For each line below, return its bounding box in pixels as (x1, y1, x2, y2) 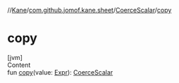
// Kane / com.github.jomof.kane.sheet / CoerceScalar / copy (7, 6, 172, 14)
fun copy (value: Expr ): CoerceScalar (7, 68, 113, 76)
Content (7, 61, 31, 69)
